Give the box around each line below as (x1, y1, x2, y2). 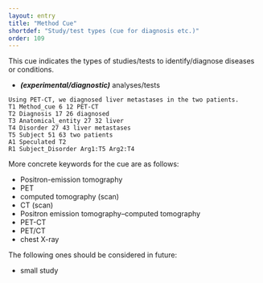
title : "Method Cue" (8, 19, 78, 27)
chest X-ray (19, 235, 60, 244)
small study (19, 266, 59, 276)
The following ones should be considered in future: (8, 250, 178, 260)
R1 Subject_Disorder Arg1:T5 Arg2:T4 (8, 146, 135, 154)
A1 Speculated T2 (8, 138, 67, 146)
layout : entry (8, 11, 56, 20)
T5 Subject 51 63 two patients (8, 131, 113, 139)
